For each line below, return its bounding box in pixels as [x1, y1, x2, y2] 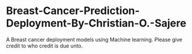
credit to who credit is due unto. [6, 42, 83, 49]
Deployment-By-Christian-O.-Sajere [6, 16, 187, 30]
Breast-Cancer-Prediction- [6, 4, 140, 18]
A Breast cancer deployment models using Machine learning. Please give [6, 36, 183, 43]
